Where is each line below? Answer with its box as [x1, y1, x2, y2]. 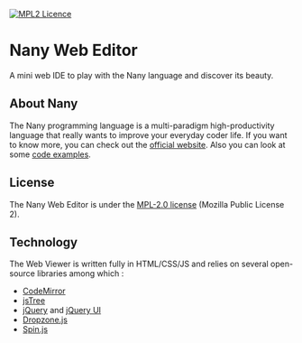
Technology [9, 235, 78, 250]
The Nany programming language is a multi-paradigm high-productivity [9, 120, 275, 131]
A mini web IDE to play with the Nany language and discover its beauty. [9, 70, 274, 80]
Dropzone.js [22, 314, 68, 325]
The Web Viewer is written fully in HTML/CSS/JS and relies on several [9, 258, 269, 270]
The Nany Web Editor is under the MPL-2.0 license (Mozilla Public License [9, 199, 285, 209]
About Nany [9, 96, 78, 112]
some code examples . [9, 149, 92, 160]
